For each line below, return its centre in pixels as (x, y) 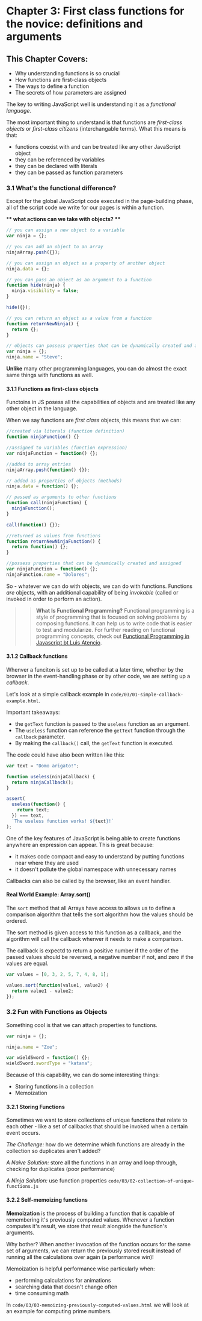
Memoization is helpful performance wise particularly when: (81, 1269)
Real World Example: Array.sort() (48, 895)
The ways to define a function (52, 86)
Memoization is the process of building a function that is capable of (90, 1213)
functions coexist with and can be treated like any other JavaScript (98, 147)
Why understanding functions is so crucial (67, 73)
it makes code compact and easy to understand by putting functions (99, 856)
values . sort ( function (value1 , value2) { (58, 985)
